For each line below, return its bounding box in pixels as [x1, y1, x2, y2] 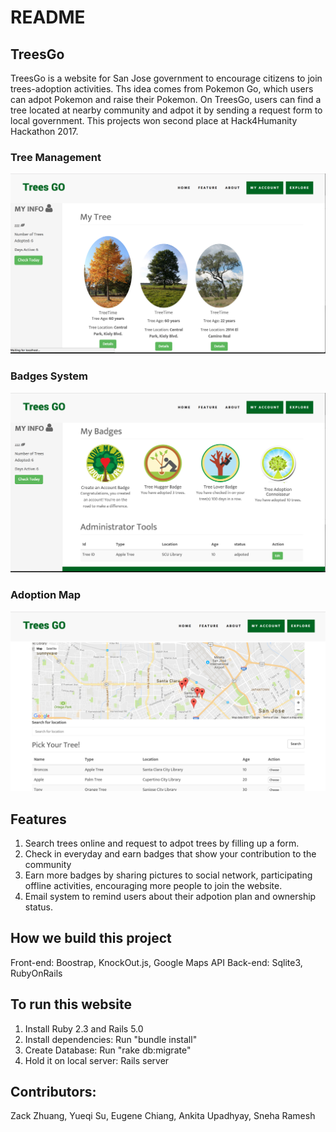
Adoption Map [10, 588, 82, 602]
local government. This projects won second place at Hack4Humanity [10, 115, 298, 126]
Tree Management [10, 150, 102, 164]
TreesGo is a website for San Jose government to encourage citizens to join [10, 72, 323, 84]
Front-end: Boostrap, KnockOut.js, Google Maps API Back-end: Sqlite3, [10, 956, 303, 968]
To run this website [10, 996, 132, 1013]
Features [10, 811, 67, 828]
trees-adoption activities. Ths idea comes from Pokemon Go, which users [10, 83, 314, 95]
